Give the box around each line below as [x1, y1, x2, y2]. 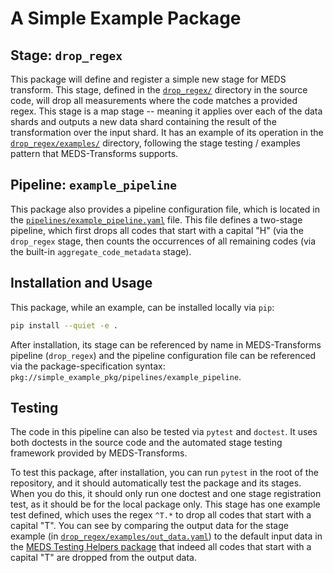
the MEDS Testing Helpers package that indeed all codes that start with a [10, 541, 312, 553]
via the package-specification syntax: [10, 360, 166, 372]
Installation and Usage [10, 275, 153, 292]
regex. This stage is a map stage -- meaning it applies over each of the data [10, 105, 323, 117]
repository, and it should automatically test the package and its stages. [10, 477, 302, 489]
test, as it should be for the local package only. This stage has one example [10, 498, 321, 511]
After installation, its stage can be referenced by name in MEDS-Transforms [10, 338, 322, 351]
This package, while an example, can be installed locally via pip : [10, 301, 275, 313]
